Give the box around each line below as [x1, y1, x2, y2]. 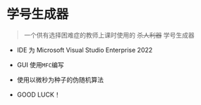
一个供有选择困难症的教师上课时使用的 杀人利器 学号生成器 [23, 31, 195, 39]
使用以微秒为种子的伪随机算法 [16, 75, 104, 84]
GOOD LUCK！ [16, 90, 61, 99]
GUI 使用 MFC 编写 [16, 60, 64, 69]
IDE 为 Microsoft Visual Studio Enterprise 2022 [16, 45, 153, 54]
